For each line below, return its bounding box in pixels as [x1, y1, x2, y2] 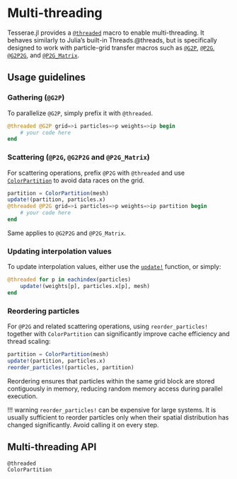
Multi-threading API [7, 441, 97, 454]
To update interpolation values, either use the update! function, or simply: [7, 262, 221, 271]
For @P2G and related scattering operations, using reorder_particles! [7, 322, 209, 330]
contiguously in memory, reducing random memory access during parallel [7, 384, 223, 393]
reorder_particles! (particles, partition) [7, 364, 134, 371]
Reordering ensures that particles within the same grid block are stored [7, 376, 215, 385]
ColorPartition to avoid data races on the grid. [7, 175, 145, 185]
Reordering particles [7, 306, 80, 316]
